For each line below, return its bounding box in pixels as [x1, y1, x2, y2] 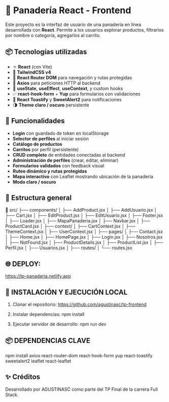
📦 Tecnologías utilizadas [5, 48, 87, 56]
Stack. [5, 391, 19, 397]
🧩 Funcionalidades [5, 117, 65, 125]
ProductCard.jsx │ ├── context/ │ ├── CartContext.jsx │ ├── [5, 223, 136, 229]
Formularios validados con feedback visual [12, 162, 105, 168]
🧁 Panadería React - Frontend [5, 5, 131, 16]
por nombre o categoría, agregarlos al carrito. [5, 32, 101, 38]
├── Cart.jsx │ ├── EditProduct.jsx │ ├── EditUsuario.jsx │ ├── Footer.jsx [5, 212, 163, 218]
